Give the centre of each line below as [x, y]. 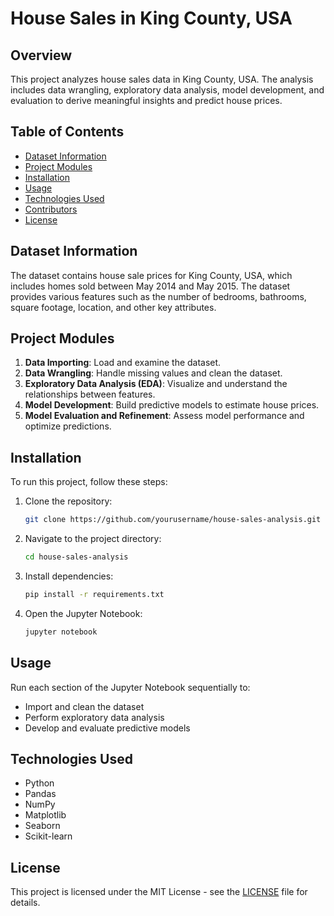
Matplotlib [45, 815]
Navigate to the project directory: [93, 539]
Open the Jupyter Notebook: [83, 613]
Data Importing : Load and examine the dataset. [123, 363]
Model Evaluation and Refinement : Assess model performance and [164, 416]
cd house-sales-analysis [76, 557]
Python [39, 783]
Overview [41, 55]
